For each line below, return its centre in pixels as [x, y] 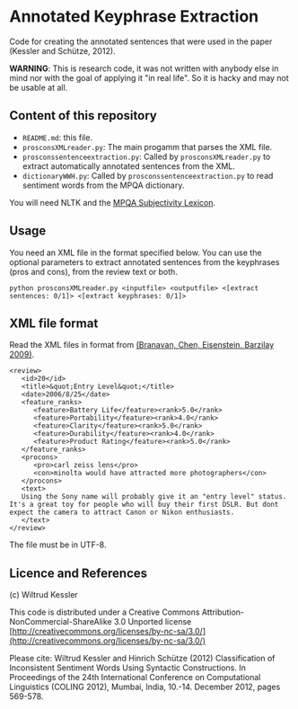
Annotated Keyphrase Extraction [134, 17]
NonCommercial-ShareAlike [61, 622]
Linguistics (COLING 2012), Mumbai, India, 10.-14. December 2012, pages [145, 687]
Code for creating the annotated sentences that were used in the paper [141, 41]
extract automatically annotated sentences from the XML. [129, 166]
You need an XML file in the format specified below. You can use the [136, 253]
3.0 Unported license [153, 622]
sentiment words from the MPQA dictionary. [103, 185]
